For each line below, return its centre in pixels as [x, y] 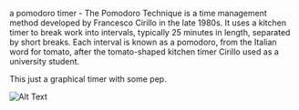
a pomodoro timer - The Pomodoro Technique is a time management [138, 13]
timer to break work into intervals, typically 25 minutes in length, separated [150, 32]
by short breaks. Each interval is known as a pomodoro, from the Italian [143, 42]
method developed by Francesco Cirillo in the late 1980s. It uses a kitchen [148, 23]
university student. [45, 61]
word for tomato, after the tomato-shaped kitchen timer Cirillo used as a [144, 52]
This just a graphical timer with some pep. [88, 79]
